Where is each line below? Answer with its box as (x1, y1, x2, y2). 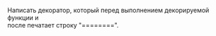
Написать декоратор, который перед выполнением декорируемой (7, 6, 210, 14)
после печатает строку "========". (7, 21, 119, 29)
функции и (7, 13, 39, 22)
